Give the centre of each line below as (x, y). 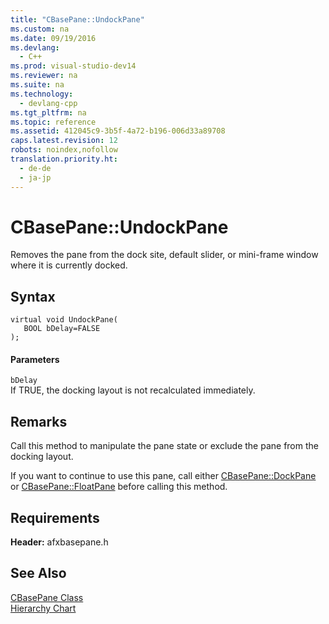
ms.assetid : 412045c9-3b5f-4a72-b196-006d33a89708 (118, 131)
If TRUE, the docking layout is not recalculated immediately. (133, 390)
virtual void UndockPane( (64, 320)
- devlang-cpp (48, 103)
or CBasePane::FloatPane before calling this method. (119, 487)
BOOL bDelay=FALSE (62, 329)
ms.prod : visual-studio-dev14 (73, 66)
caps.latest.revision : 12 (64, 141)
